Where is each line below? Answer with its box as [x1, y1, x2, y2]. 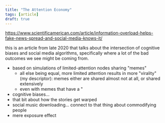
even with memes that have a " [19, 86, 83, 92]
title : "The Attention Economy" [5, 7, 72, 12]
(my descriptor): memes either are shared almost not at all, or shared [19, 75, 161, 82]
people [12, 107, 27, 113]
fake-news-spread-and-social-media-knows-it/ [5, 35, 103, 41]
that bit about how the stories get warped [12, 97, 97, 103]
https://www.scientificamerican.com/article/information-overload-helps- [5, 30, 154, 36]
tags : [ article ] [5, 12, 39, 17]
